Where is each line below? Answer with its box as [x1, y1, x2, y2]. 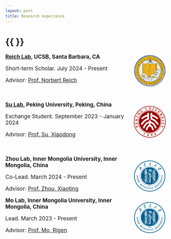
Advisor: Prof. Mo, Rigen [5, 226, 67, 233]
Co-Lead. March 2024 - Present [5, 173, 88, 180]
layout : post [5, 8, 33, 13]
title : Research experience [5, 13, 65, 19]
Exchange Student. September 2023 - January [5, 113, 125, 120]
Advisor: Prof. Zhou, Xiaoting [5, 185, 79, 192]
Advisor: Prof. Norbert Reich [5, 77, 77, 84]
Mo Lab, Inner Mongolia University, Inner [5, 197, 112, 204]
